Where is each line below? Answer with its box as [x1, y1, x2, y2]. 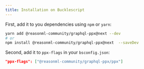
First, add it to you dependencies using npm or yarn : [5, 21, 112, 27]
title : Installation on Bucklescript [5, 7, 85, 13]
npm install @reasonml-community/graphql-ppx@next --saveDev [5, 40, 139, 45]
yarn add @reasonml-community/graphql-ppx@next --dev [5, 31, 121, 36]
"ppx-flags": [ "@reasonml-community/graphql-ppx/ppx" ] [5, 59, 123, 64]
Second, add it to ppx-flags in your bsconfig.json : [5, 49, 110, 55]
